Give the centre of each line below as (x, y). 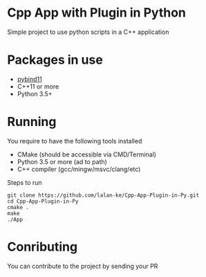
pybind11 (30, 79)
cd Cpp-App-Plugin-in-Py (43, 201)
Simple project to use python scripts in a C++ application (88, 32)
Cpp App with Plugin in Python (97, 13)
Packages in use (55, 60)
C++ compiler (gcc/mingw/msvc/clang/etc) (79, 169)
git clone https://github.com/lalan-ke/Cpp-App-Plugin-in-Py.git (103, 195)
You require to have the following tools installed (75, 141)
